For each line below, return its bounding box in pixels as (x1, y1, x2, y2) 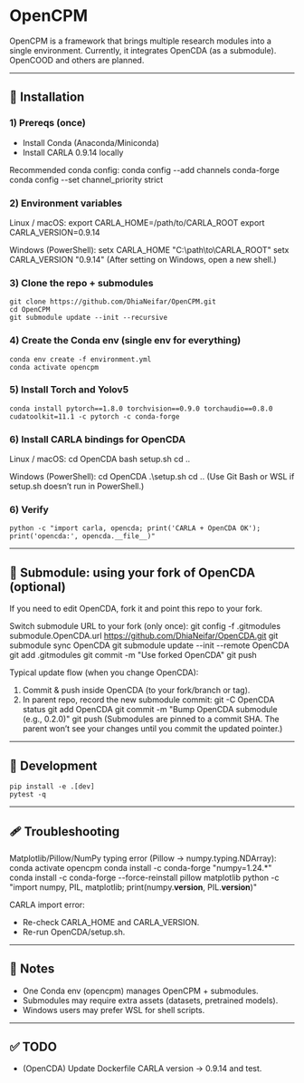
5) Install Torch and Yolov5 (9, 383, 129, 396)
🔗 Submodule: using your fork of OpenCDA (9, 565, 256, 580)
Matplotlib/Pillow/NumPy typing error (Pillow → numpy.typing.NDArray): (9, 853, 278, 864)
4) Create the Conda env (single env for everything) (9, 334, 242, 347)
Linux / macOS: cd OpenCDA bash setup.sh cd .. (9, 454, 191, 465)
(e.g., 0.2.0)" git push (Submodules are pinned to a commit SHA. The (22, 713, 280, 725)
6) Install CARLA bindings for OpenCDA (9, 432, 186, 445)
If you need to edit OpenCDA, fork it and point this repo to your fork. (9, 604, 263, 614)
